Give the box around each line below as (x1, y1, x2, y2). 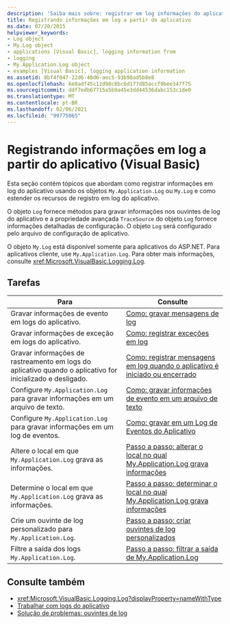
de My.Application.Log (125, 553, 199, 562)
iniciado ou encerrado (125, 370, 197, 379)
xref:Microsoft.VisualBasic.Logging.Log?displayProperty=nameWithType (16, 594, 222, 603)
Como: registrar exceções (125, 328, 209, 338)
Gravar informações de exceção (10, 328, 114, 338)
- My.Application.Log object (7, 61, 90, 68)
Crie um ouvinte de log (10, 516, 84, 526)
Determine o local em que (10, 483, 94, 493)
